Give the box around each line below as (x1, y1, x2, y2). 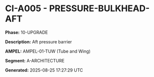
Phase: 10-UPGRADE (5, 29, 48, 35)
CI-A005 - (5, 3, 48, 14)
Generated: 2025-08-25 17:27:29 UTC (5, 67, 83, 73)
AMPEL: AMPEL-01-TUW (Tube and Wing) (5, 48, 91, 54)
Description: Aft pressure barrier (5, 38, 72, 44)
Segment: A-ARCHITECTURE (5, 58, 65, 63)
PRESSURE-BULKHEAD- (49, 3, 150, 14)
